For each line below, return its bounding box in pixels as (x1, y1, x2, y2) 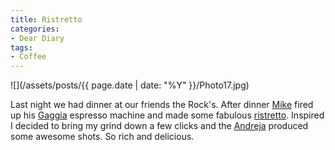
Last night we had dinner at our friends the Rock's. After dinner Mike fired (10, 99, 314, 111)
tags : (10, 42, 33, 53)
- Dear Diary (10, 33, 65, 43)
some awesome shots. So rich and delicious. (10, 131, 195, 143)
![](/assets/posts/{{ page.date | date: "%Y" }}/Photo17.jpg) (10, 79, 250, 91)
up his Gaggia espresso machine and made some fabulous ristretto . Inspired (10, 109, 325, 121)
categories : (10, 24, 60, 34)
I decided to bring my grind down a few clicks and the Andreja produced (10, 120, 309, 132)
